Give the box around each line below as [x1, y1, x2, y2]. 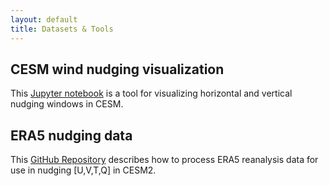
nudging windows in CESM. [10, 98, 124, 110]
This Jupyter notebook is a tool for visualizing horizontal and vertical [10, 87, 293, 100]
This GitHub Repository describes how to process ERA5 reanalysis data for [10, 154, 319, 166]
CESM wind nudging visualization [10, 61, 225, 78]
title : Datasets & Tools [10, 24, 114, 34]
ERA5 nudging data [10, 127, 133, 144]
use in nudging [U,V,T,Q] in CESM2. [10, 164, 157, 176]
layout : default [10, 14, 78, 25]
